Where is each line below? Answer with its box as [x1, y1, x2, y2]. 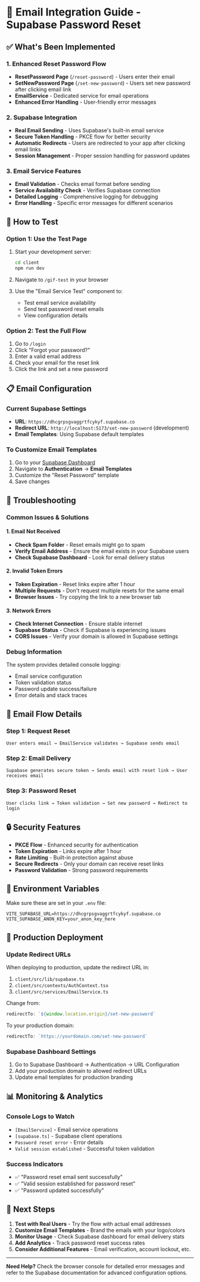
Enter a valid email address [14, 353, 82, 360]
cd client [14, 260, 40, 266]
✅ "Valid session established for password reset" [14, 1180, 136, 1187]
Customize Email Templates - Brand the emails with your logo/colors [14, 1227, 186, 1234]
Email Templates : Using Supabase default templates [14, 430, 144, 437]
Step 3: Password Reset [6, 786, 76, 795]
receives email [6, 773, 44, 779]
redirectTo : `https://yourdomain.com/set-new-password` [6, 1033, 148, 1039]
